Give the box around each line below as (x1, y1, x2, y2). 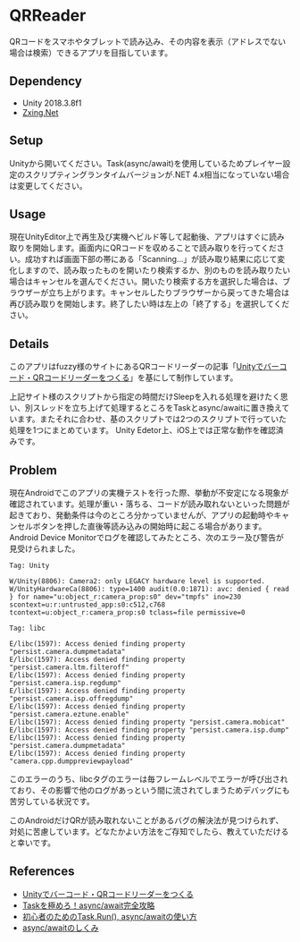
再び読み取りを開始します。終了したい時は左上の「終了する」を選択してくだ (9, 299, 290, 310)
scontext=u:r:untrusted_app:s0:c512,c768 (9, 600, 166, 609)
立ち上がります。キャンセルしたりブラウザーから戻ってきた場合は (47, 287, 290, 298)
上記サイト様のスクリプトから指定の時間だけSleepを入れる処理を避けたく (9, 391, 281, 403)
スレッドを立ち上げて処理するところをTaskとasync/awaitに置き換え (32, 403, 282, 413)
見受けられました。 (9, 543, 80, 554)
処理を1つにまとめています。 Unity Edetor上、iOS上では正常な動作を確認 (9, 425, 277, 436)
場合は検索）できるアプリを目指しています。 (9, 47, 172, 58)
